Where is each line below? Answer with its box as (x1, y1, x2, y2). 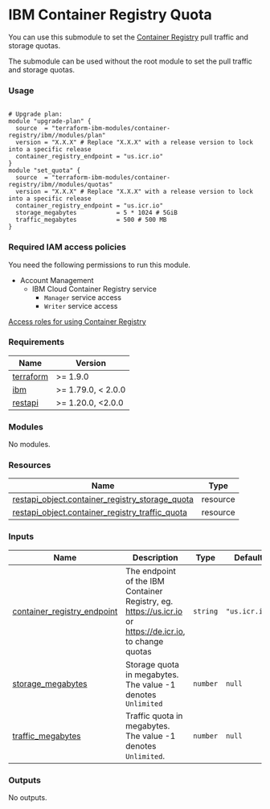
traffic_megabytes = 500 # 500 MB (15, 216, 167, 224)
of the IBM (125, 575, 165, 586)
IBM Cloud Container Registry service (31, 284, 157, 294)
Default (234, 552, 264, 563)
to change (125, 635, 164, 647)
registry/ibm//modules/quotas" (8, 181, 113, 189)
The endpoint (125, 565, 177, 577)
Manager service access (43, 292, 122, 302)
